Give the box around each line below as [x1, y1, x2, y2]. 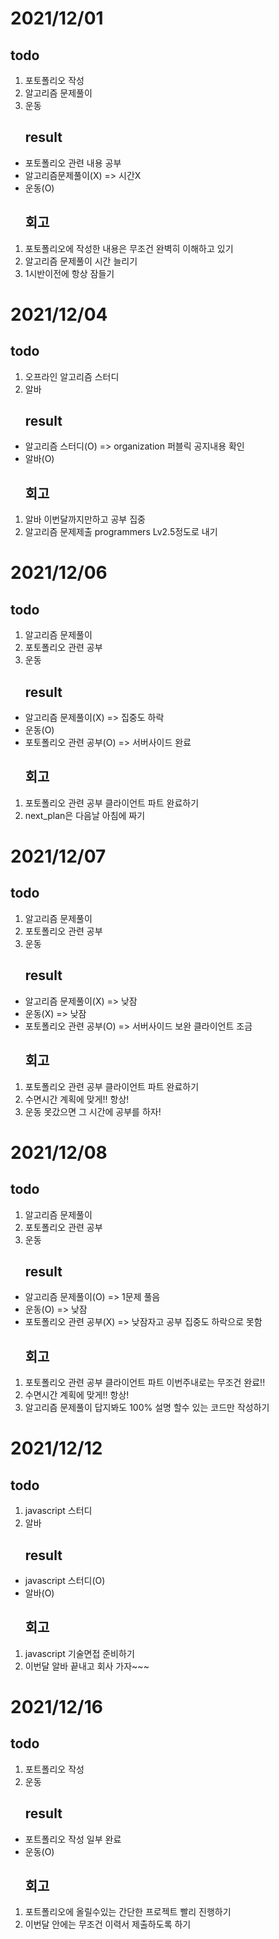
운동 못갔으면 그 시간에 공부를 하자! [24, 1105, 162, 1117]
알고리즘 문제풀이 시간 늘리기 [24, 255, 138, 267]
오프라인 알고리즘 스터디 [24, 370, 120, 382]
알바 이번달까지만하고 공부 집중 [24, 513, 146, 526]
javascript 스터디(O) [24, 1574, 106, 1586]
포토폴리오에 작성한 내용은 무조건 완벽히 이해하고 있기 [24, 242, 234, 254]
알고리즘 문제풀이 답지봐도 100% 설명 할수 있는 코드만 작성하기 [24, 1402, 270, 1414]
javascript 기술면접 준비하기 [24, 1647, 135, 1659]
